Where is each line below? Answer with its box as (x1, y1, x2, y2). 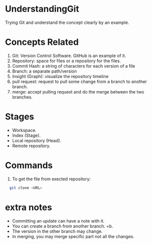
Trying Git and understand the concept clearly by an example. (5, 19, 130, 25)
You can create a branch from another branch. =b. (12, 223, 114, 229)
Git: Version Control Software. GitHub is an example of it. (12, 53, 127, 58)
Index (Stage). (12, 132, 41, 138)
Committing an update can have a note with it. (12, 218, 105, 224)
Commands (5, 160, 53, 171)
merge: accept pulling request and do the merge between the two (12, 89, 145, 94)
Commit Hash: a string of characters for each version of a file (12, 63, 135, 69)
